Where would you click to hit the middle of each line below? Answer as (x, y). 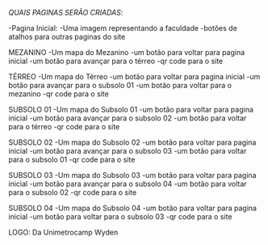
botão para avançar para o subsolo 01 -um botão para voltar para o (120, 85)
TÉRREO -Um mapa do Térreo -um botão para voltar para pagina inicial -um (134, 76)
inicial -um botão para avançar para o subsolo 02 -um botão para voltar (128, 118)
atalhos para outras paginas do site (67, 37)
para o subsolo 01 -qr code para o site (72, 159)
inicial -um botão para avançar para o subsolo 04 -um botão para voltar (128, 184)
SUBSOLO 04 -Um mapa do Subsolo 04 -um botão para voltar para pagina (132, 208)
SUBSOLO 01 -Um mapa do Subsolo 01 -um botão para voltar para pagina (131, 110)
